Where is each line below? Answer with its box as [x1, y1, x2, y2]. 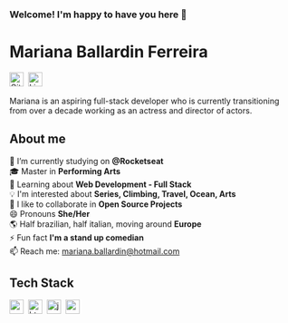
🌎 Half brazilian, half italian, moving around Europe [9, 218, 202, 230]
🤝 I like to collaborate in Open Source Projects [9, 199, 183, 210]
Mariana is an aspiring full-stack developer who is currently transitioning [9, 95, 280, 106]
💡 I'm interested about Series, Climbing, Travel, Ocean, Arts [9, 188, 236, 199]
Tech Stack [9, 276, 74, 291]
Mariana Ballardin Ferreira [9, 42, 208, 63]
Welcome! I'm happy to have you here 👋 [9, 8, 187, 21]
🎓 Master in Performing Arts [9, 165, 120, 176]
